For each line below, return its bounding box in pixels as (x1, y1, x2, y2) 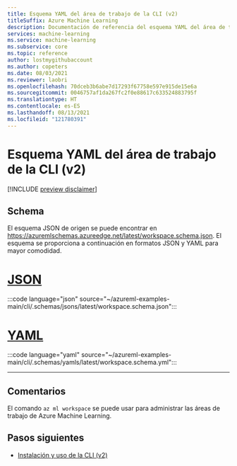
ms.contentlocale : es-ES (7, 103, 80, 110)
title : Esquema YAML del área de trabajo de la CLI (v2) (7, 10, 178, 18)
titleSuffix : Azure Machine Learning (7, 17, 119, 24)
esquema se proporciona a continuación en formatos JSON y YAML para (7, 239, 219, 248)
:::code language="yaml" (7, 351, 80, 359)
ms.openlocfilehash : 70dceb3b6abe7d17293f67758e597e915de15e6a (7, 83, 197, 90)
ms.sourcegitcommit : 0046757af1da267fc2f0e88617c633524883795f (7, 89, 197, 96)
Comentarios (7, 385, 66, 397)
